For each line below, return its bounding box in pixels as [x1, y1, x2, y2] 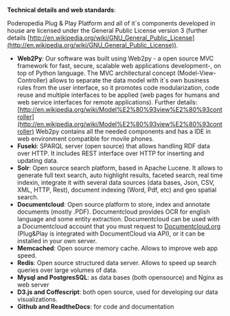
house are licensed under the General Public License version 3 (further [7, 27, 208, 34]
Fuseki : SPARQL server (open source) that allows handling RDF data [16, 142, 211, 150]
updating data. [16, 157, 58, 164]
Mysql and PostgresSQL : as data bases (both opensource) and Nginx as [16, 273, 224, 281]
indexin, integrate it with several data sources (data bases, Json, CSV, [16, 179, 215, 186]
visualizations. [16, 295, 58, 303]
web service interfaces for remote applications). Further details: [16, 98, 198, 106]
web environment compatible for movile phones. [16, 135, 154, 143]
